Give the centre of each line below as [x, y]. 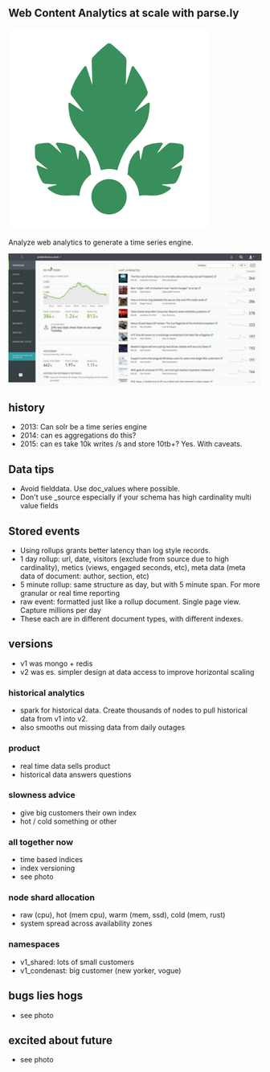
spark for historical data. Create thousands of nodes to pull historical [133, 710]
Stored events [44, 531]
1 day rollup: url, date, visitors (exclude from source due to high [124, 559]
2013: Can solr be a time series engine [83, 427]
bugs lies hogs [45, 996]
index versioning [47, 869]
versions [31, 644]
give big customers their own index [78, 812]
